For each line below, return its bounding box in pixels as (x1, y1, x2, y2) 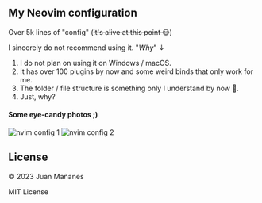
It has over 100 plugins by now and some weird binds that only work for (19, 67, 254, 76)
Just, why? (19, 91, 56, 101)
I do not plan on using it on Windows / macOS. (19, 58, 172, 67)
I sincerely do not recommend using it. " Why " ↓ (8, 43, 165, 52)
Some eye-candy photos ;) (8, 110, 98, 120)
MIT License (8, 186, 49, 197)
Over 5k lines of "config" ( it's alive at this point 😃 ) (8, 27, 172, 36)
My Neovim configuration (8, 6, 137, 20)
